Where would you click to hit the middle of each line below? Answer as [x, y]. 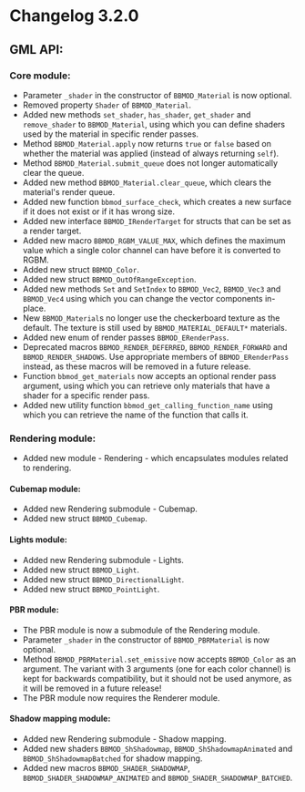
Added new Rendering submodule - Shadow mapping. [124, 738]
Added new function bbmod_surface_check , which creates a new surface [157, 201]
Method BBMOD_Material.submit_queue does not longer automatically [150, 163]
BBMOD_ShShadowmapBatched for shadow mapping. [112, 758]
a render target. [52, 231]
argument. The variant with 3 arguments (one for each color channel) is [157, 669]
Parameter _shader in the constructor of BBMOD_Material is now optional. [157, 95]
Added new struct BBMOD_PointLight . [91, 589]
